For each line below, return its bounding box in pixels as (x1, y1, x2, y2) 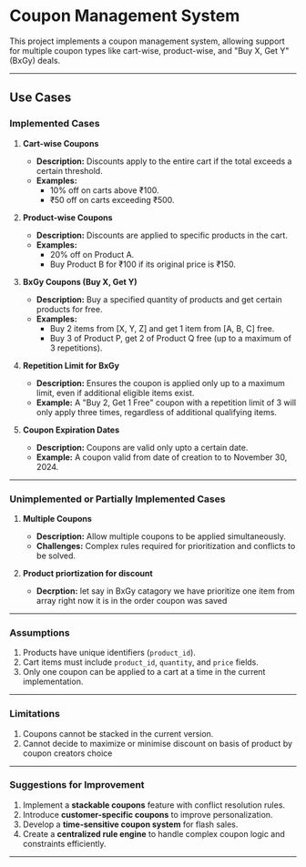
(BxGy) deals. (9, 55, 61, 66)
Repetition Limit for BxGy (22, 360, 120, 371)
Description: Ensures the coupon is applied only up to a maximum (36, 377, 285, 388)
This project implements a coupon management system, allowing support (9, 36, 285, 46)
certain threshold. (36, 165, 103, 176)
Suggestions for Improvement (9, 779, 145, 791)
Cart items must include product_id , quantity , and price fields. (22, 657, 260, 668)
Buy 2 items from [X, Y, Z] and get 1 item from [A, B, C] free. (49, 322, 275, 333)
